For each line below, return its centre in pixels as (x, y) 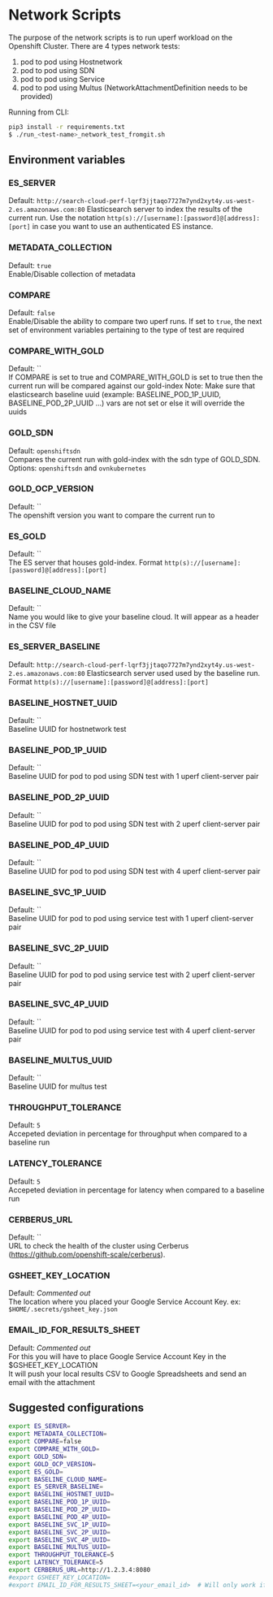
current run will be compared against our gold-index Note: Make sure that (132, 386)
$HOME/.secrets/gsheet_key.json (63, 1309)
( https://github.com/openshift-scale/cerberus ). (87, 1255)
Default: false (32, 312)
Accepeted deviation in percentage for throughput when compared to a (128, 1134)
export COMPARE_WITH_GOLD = (54, 1449)
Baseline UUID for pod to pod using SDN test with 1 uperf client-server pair (134, 777)
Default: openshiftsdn (45, 450)
